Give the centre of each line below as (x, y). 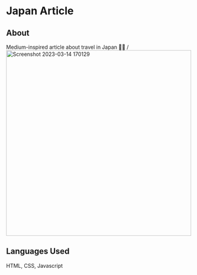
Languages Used (38, 252)
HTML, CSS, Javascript (35, 265)
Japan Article (40, 11)
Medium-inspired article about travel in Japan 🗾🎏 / (67, 47)
